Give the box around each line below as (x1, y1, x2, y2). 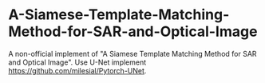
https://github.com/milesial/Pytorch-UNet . (8, 65, 147, 75)
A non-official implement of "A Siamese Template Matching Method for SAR (8, 49, 257, 58)
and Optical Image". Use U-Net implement (8, 57, 147, 67)
